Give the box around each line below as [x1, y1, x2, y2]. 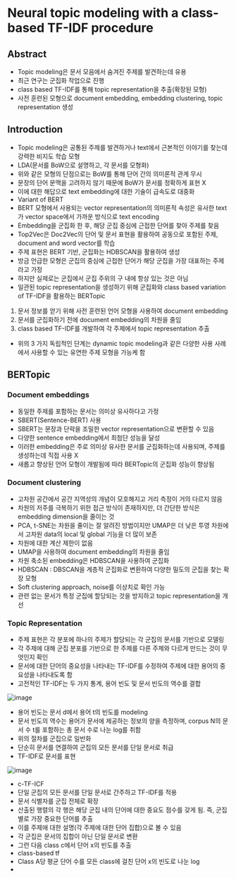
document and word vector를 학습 [17, 238, 116, 247]
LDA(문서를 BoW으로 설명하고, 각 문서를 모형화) [17, 161, 149, 169]
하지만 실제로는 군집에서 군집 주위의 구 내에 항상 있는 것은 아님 [17, 273, 189, 283]
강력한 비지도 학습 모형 [17, 152, 80, 160]
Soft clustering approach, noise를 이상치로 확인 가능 [17, 583, 166, 591]
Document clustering [7, 478, 82, 488]
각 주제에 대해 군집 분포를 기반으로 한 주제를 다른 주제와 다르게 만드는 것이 [17, 644, 221, 653]
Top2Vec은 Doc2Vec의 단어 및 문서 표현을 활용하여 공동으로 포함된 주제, [17, 230, 218, 238]
